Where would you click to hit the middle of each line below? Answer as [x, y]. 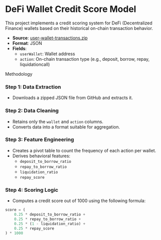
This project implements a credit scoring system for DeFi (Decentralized [79, 23]
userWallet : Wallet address [47, 54]
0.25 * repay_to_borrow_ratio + [47, 219]
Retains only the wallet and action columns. [58, 121]
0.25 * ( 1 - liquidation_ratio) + [50, 224]
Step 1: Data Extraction [33, 87]
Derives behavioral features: [41, 156]
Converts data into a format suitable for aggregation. [66, 127]
